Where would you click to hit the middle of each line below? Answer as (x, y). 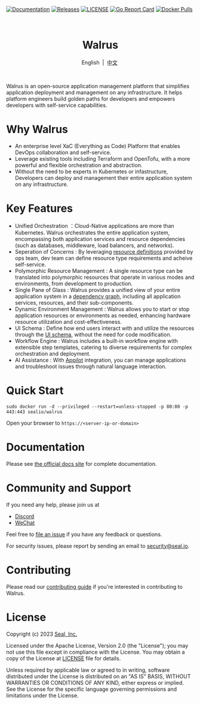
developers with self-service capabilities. (57, 105)
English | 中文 (100, 62)
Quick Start (35, 390)
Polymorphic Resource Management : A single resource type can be (99, 270)
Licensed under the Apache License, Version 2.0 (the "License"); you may (97, 645)
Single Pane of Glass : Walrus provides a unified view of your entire (97, 290)
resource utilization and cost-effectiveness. (68, 321)
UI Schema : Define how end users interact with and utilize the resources (104, 328)
